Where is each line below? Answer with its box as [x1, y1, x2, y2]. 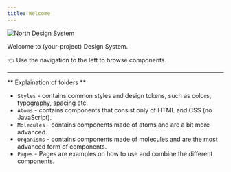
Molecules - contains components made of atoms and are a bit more [16, 121, 210, 129]
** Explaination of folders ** [7, 78, 87, 86]
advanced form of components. [16, 142, 107, 151]
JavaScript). [16, 113, 52, 121]
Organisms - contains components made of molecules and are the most [16, 135, 218, 143]
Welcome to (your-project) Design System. [7, 42, 129, 50]
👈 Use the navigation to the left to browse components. [7, 56, 167, 64]
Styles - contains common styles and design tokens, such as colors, [16, 91, 212, 99]
